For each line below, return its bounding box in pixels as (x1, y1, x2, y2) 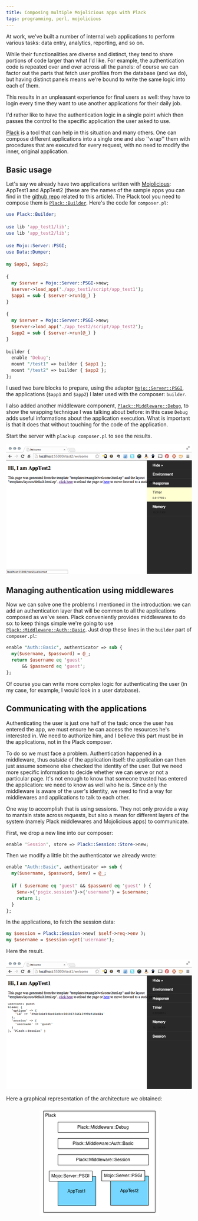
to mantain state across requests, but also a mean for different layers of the (6, 811, 189, 818)
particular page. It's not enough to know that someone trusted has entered (6, 775, 187, 782)
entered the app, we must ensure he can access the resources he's (6, 726, 170, 733)
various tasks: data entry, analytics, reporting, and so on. (6, 39, 144, 46)
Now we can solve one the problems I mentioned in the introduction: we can (6, 601, 191, 608)
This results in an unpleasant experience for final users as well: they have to (6, 93, 190, 101)
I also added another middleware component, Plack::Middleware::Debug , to (6, 402, 189, 409)
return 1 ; (16, 895, 41, 901)
